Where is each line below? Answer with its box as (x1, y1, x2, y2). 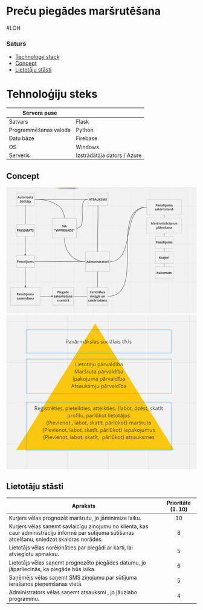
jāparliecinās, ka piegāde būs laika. (8, 565, 96, 572)
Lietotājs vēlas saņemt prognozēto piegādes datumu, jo (8, 559, 146, 566)
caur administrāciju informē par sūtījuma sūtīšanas (8, 529, 135, 537)
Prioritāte (166, 499, 192, 506)
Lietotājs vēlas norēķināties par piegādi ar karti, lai (8, 544, 133, 551)
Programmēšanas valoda (8, 126, 71, 134)
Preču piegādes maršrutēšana (6, 4, 161, 18)
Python (76, 126, 94, 134)
